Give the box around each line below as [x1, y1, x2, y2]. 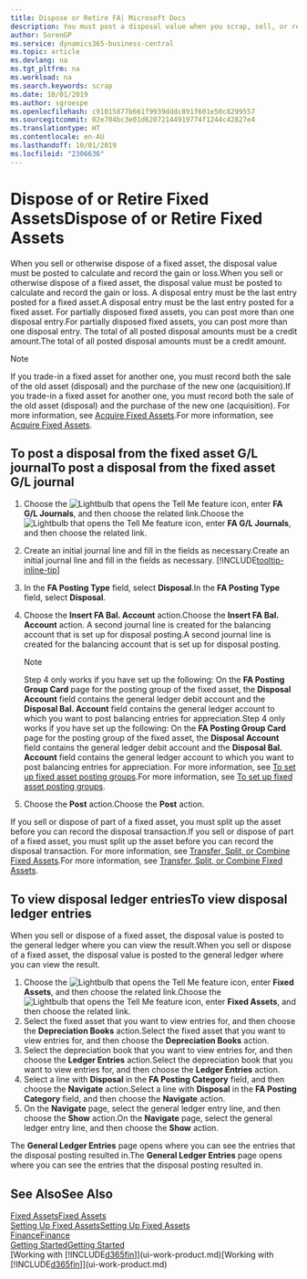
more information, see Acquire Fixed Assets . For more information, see [10, 409, 274, 420]
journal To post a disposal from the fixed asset [10, 460, 276, 475]
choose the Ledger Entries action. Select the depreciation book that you [23, 1054, 294, 1065]
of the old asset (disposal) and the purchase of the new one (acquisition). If [10, 380, 291, 391]
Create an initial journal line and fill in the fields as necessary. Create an [23, 545, 290, 556]
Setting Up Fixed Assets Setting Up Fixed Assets [10, 1221, 190, 1231]
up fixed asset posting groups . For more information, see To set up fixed [23, 771, 293, 782]
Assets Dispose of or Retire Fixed [10, 207, 263, 228]
